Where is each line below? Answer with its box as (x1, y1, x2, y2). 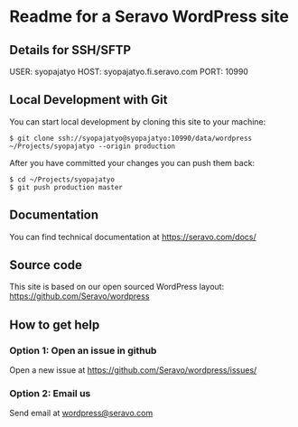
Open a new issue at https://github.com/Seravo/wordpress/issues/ (9, 365, 257, 376)
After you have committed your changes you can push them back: (9, 157, 256, 168)
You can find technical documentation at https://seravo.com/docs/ (9, 231, 256, 242)
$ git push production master (9, 182, 124, 191)
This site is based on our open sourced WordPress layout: (9, 282, 225, 292)
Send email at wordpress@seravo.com (9, 408, 154, 419)
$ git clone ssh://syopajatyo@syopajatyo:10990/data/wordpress (9, 134, 253, 143)
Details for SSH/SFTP (9, 42, 132, 58)
